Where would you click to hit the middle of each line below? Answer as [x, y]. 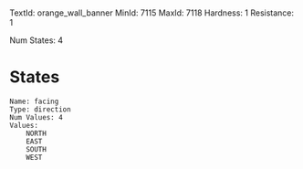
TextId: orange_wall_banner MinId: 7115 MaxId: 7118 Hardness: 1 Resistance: [152, 13]
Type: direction [40, 110]
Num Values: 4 [37, 118]
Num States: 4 [37, 40]
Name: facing [34, 102]
